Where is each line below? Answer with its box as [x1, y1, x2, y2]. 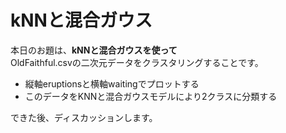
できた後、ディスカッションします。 [10, 111, 158, 123]
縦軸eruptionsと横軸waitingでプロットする [24, 77, 200, 90]
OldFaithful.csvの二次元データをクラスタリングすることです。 [10, 56, 264, 68]
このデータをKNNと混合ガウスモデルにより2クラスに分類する [24, 90, 278, 102]
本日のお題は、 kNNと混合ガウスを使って [10, 44, 178, 56]
